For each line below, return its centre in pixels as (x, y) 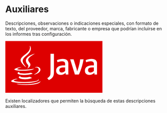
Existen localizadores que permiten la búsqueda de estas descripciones (80, 101)
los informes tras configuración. (39, 34)
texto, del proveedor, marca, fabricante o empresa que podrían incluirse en (84, 28)
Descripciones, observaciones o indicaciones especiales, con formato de (82, 23)
